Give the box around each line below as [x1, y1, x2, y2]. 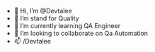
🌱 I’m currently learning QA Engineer [13, 22, 121, 30]
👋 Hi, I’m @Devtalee [13, 7, 72, 15]
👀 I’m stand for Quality [13, 14, 79, 22]
